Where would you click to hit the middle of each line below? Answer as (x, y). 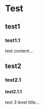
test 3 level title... (22, 102)
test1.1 (13, 40)
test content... (19, 51)
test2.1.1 (13, 91)
